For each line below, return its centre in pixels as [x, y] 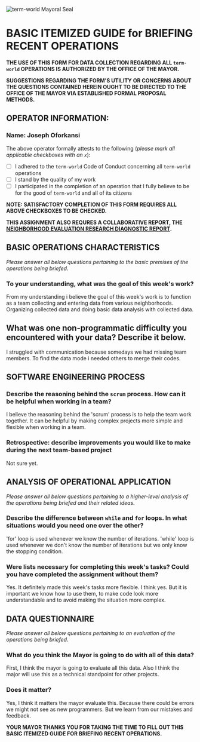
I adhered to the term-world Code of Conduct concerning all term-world [103, 166]
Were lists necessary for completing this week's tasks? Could [98, 566]
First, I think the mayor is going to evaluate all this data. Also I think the [93, 668]
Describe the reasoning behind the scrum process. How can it [96, 394]
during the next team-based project [59, 450]
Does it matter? [29, 690]
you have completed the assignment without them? [82, 574]
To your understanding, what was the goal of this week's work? [100, 284]
